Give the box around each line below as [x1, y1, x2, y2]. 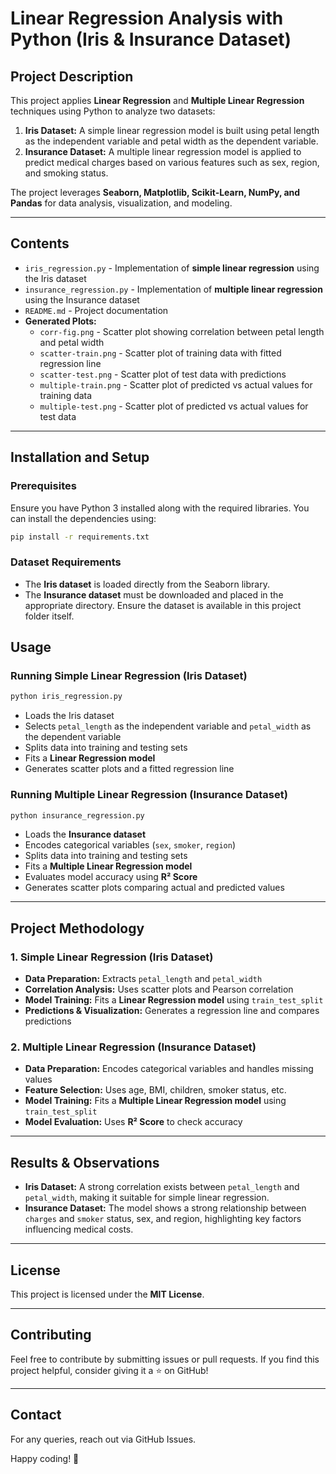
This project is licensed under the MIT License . [10, 1288, 205, 1301]
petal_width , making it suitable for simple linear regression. [24, 1192, 270, 1204]
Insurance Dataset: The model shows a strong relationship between [24, 1202, 307, 1214]
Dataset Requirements [10, 555, 122, 569]
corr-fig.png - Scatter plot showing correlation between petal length [39, 325, 325, 337]
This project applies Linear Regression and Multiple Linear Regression [10, 95, 305, 106]
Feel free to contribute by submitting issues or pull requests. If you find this [10, 1353, 320, 1365]
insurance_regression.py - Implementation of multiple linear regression [24, 283, 323, 295]
